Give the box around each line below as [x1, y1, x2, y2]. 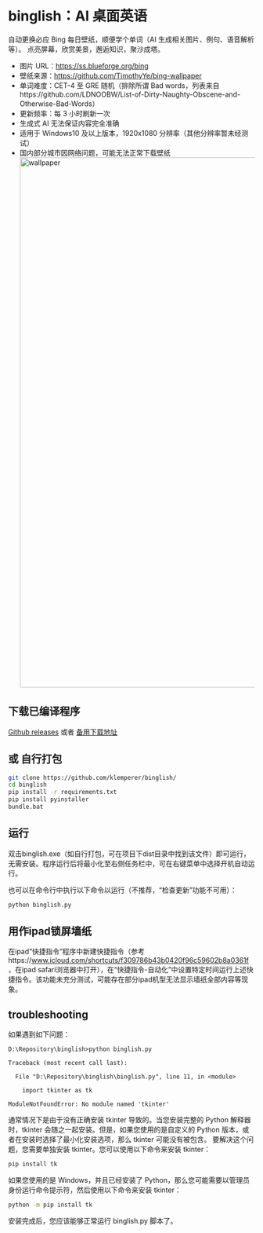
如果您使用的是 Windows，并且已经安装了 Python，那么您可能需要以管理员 [8, 1176, 250, 1185]
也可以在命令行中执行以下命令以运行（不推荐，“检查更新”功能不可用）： [8, 885, 237, 895]
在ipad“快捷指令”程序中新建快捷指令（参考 [8, 947, 145, 957]
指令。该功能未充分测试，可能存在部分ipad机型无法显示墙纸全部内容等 [14, 975, 242, 984]
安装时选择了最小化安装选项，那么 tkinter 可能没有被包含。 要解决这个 [21, 1135, 247, 1144]
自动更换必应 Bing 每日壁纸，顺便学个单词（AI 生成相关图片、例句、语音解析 [8, 35, 254, 44]
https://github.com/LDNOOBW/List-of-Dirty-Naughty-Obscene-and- [19, 90, 241, 99]
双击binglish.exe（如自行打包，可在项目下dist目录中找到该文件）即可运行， [8, 849, 250, 858]
